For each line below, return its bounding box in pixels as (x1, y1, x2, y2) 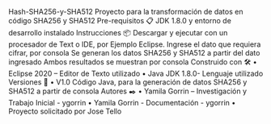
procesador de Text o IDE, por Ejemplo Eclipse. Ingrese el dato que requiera (8, 39, 261, 49)
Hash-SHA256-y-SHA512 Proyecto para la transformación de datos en (8, 7, 243, 16)
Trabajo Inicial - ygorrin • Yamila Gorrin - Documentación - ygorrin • (8, 98, 236, 107)
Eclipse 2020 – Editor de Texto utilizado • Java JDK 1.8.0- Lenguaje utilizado (8, 68, 264, 78)
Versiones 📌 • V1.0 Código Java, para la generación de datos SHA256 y (8, 77, 248, 87)
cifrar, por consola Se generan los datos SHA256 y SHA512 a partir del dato (8, 48, 260, 57)
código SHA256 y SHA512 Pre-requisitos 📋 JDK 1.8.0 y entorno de (8, 16, 232, 25)
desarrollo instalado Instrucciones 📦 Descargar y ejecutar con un (8, 28, 228, 37)
